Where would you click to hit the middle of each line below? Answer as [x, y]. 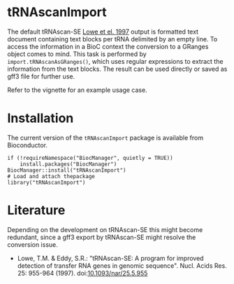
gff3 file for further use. [41, 76]
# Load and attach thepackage [51, 176]
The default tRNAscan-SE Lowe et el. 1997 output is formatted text [103, 32]
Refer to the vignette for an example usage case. [78, 90]
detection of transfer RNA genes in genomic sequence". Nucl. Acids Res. [122, 265]
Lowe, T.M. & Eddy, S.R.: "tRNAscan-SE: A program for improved [110, 258]
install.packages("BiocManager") [68, 164]
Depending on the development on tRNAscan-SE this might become [105, 229]
